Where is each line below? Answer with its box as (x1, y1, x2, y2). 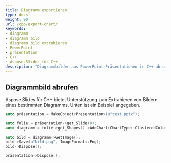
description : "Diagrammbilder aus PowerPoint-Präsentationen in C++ (5, 64, 154, 69)
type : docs (5, 12, 28, 17)
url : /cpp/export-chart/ (5, 21, 58, 27)
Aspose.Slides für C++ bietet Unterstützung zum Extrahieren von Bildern (5, 96, 158, 102)
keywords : (5, 26, 26, 31)
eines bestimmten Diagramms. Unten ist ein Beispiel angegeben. (5, 102, 141, 108)
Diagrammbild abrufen (5, 83, 78, 91)
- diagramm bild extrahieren (5, 41, 67, 46)
